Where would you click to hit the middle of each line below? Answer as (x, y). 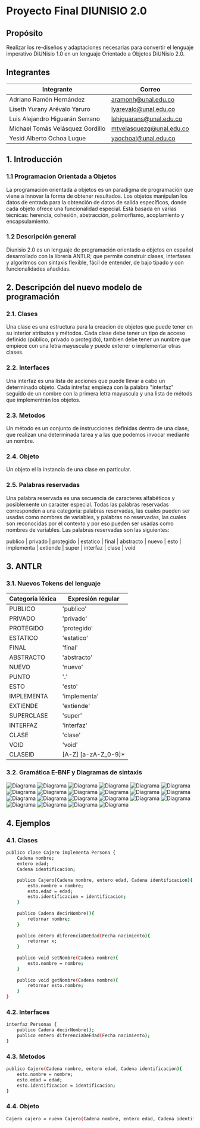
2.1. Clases (22, 314)
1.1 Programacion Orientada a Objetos (62, 176)
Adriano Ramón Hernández (47, 99)
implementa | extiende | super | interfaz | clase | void (71, 547)
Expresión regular (93, 599)
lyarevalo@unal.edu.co (143, 109)
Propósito (25, 33)
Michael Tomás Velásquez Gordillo (57, 128)
